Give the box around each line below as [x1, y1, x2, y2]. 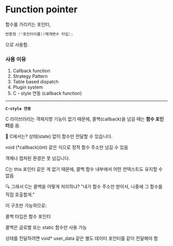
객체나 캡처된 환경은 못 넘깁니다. [5, 155, 71, 162]
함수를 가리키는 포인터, [5, 21, 51, 27]
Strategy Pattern [12, 73, 48, 79]
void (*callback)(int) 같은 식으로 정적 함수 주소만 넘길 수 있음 [5, 144, 129, 150]
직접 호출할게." [5, 191, 35, 198]
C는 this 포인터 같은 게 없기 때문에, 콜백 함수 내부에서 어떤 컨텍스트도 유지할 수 [5, 166, 163, 172]
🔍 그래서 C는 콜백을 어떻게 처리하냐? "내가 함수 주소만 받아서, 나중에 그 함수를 [5, 184, 163, 190]
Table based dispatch [12, 79, 59, 85]
